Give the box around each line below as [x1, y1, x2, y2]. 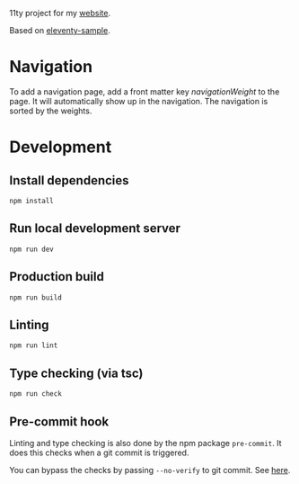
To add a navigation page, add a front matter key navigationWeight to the [9, 85, 280, 97]
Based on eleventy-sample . [9, 25, 110, 35]
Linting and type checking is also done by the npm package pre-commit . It [9, 438, 282, 448]
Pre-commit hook [9, 414, 110, 429]
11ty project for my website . [9, 8, 110, 18]
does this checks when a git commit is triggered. [9, 447, 189, 458]
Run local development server [9, 220, 181, 237]
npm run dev [9, 245, 54, 254]
